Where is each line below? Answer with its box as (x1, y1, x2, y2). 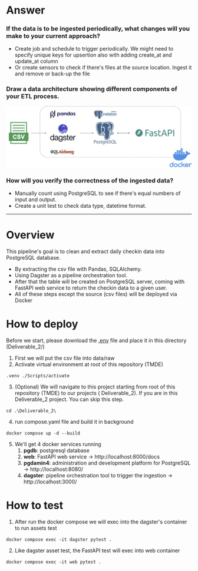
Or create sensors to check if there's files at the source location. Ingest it (14, 64, 192, 71)
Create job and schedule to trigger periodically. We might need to (14, 45, 174, 52)
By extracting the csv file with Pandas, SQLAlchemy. (14, 265, 143, 273)
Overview (6, 228, 55, 242)
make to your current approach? (6, 32, 100, 40)
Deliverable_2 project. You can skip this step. (14, 396, 124, 403)
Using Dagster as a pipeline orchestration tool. (14, 271, 128, 278)
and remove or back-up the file (14, 70, 90, 77)
